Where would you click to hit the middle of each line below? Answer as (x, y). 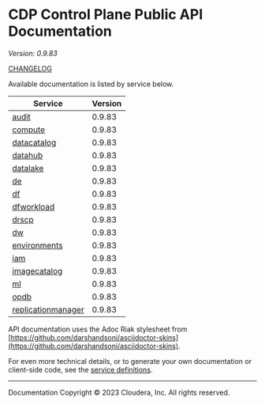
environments (37, 245)
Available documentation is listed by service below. (91, 84)
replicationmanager (48, 309)
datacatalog (34, 142)
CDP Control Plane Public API (106, 15)
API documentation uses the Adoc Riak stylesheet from (98, 329)
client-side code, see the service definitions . (80, 369)
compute (29, 130)
